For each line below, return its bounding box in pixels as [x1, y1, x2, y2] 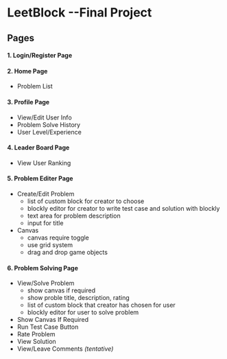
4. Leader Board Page [7, 143, 70, 152]
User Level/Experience [16, 128, 82, 136]
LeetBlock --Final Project [7, 5, 152, 21]
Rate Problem [16, 330, 56, 338]
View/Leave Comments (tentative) [16, 345, 114, 353]
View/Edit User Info [16, 113, 72, 121]
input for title [27, 218, 64, 227]
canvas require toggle [27, 233, 89, 242]
